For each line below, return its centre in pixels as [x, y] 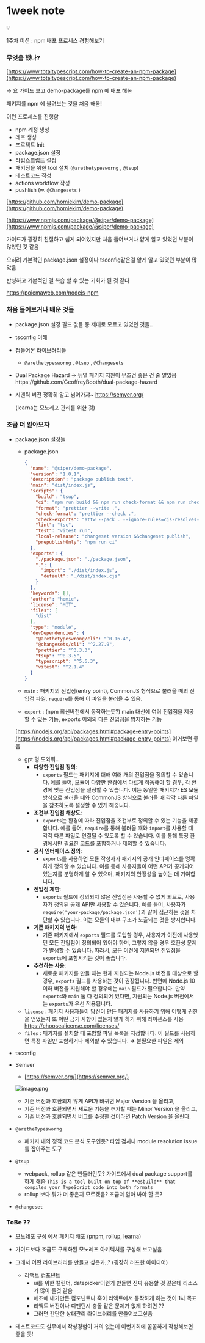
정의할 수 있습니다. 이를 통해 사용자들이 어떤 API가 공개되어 [124, 866]
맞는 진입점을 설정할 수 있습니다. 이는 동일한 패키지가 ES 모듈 [126, 789]
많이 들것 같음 [56, 1290]
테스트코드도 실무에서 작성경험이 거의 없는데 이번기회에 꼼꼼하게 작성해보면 [104, 1327]
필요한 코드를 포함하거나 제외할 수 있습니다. [115, 843]
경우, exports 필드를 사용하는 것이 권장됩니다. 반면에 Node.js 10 [119, 981]
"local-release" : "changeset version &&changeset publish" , [113, 536]
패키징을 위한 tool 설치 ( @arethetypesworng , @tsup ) [77, 168]
